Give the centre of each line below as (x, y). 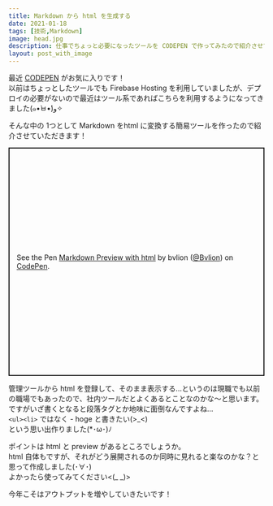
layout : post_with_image (50, 54)
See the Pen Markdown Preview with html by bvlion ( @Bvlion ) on (125, 257)
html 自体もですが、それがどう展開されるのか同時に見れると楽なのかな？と (134, 456)
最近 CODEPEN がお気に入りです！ (67, 78)
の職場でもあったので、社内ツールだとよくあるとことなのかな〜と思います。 (136, 399)
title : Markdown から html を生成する (70, 16)
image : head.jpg (36, 39)
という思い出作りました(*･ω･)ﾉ (60, 429)
